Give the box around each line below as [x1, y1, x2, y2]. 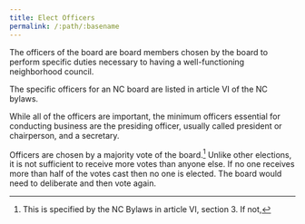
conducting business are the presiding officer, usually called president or [9, 120, 283, 131]
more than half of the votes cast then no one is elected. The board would [9, 169, 282, 180]
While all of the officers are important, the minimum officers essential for [9, 111, 281, 122]
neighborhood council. [9, 65, 94, 77]
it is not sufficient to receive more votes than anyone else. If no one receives [9, 159, 295, 170]
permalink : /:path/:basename [9, 22, 120, 31]
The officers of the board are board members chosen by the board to [9, 46, 269, 57]
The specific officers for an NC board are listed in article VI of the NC [9, 83, 268, 94]
